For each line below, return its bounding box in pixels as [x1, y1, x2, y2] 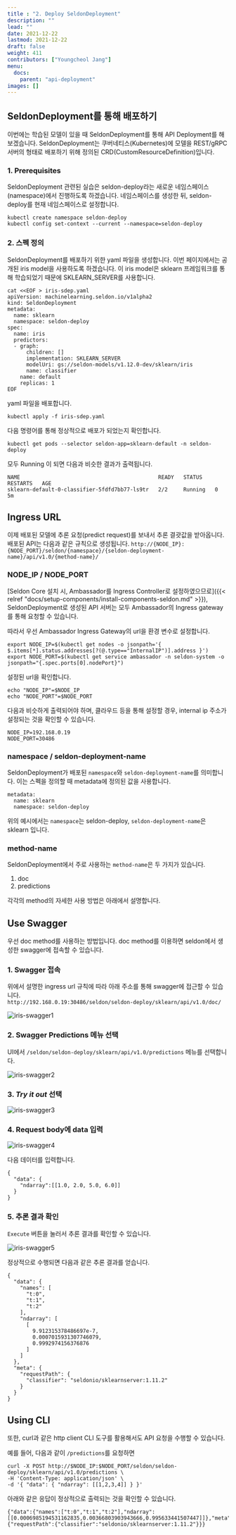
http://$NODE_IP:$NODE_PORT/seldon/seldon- [48, 1462, 178, 1470]
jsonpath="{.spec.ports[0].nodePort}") [7, 659, 124, 666]
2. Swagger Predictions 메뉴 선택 [7, 1030, 119, 1040]
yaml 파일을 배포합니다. [7, 399, 72, 407]
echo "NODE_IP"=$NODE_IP [7, 687, 80, 694]
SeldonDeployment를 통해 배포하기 [7, 110, 157, 122]
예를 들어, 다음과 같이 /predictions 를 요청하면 [7, 1448, 135, 1458]
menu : [7, 63, 23, 70]
